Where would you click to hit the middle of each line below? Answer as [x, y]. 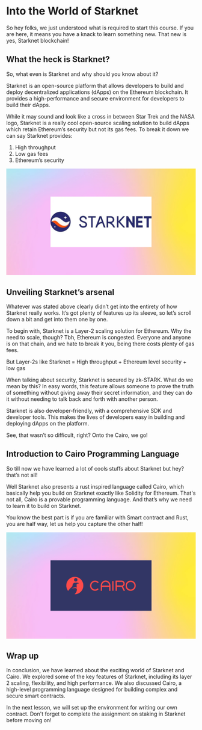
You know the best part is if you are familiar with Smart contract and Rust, [98, 517]
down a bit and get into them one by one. [57, 320]
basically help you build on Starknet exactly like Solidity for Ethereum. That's [101, 493]
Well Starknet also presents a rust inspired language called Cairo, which [95, 486]
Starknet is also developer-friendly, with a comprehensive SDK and [89, 411]
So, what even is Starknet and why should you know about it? [82, 74]
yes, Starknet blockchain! [38, 40]
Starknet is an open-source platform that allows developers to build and [95, 85]
